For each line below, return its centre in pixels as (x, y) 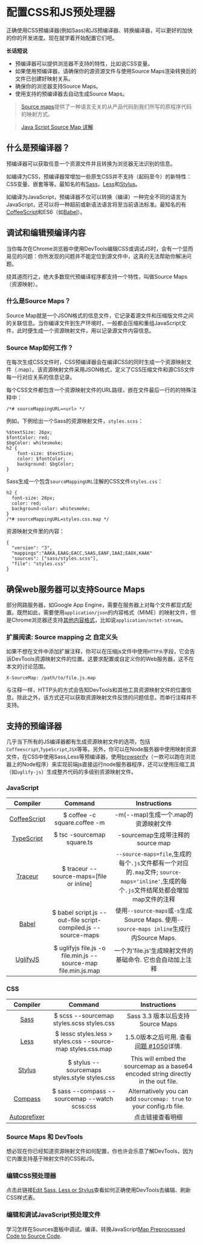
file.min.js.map (80, 971)
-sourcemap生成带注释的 (154, 835)
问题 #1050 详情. (159, 1046)
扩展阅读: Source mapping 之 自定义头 (62, 637)
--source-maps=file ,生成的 (154, 854)
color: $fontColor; (42, 459)
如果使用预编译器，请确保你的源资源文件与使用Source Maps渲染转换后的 (106, 71)
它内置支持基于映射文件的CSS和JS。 (52, 1159)
